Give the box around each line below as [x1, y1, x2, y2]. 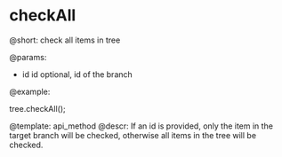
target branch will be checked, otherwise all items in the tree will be [9, 130, 256, 140]
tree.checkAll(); [9, 103, 66, 114]
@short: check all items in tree [9, 35, 121, 45]
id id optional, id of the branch [21, 68, 133, 80]
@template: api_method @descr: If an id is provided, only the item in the [9, 121, 274, 131]
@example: [9, 86, 51, 97]
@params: [9, 51, 47, 62]
